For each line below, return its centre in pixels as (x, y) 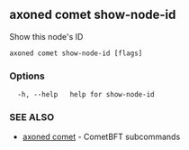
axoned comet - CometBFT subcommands (101, 137)
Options (27, 76)
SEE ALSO (32, 117)
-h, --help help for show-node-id (86, 95)
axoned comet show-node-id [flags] (76, 53)
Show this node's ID (46, 36)
